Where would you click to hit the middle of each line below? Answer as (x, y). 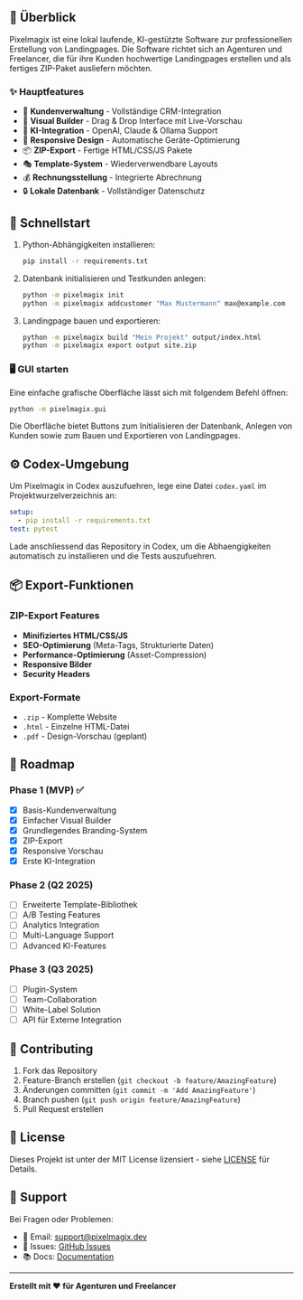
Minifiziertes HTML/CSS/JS (75, 636)
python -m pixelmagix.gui (58, 409)
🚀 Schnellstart (50, 223)
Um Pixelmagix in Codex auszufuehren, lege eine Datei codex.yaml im (138, 486)
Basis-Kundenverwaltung (69, 810)
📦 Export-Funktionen (72, 585)
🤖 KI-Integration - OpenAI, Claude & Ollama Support (120, 131)
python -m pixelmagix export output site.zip (109, 345)
